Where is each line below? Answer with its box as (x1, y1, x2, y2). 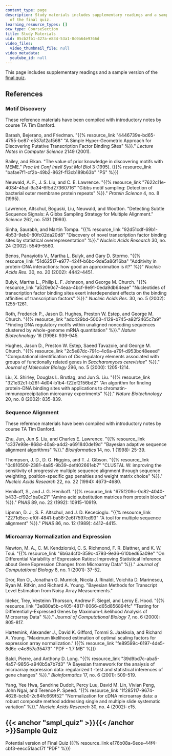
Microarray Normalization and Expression (5, 533, 111, 540)
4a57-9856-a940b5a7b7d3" (5, 661, 66, 667)
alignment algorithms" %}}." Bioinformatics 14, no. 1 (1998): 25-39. (5, 447, 146, 453)
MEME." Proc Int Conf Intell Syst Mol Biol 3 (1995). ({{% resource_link (5, 164, 152, 170)
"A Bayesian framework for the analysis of (66, 661, 155, 667)
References (5, 89, 43, 98)
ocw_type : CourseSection (5, 27, 58, 32)
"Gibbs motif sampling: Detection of (77, 185, 153, 191)
